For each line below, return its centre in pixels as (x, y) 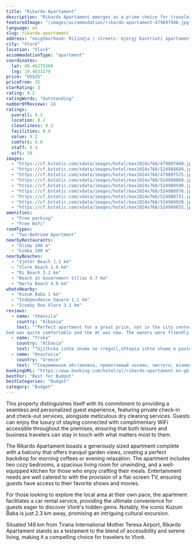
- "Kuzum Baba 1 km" (36, 294)
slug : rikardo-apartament (37, 33)
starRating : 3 (23, 88)
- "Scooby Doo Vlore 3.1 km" (47, 305)
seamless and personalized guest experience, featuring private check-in (93, 410)
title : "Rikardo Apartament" (41, 11)
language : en (22, 28)
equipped (17, 471)
